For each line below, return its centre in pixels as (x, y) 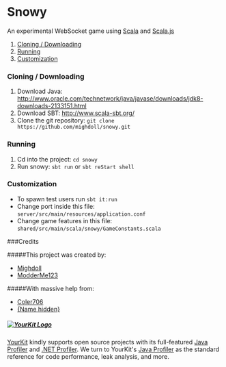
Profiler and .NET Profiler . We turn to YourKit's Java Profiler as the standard (113, 349)
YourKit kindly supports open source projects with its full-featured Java (108, 342)
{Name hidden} (38, 309)
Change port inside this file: (56, 206)
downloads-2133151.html (52, 106)
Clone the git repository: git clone (66, 121)
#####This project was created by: (57, 255)
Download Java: (40, 91)
